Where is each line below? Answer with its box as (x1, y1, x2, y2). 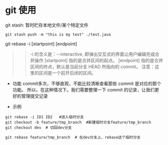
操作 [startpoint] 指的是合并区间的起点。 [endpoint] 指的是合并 (34, 57, 163, 63)
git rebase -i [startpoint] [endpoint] (5, 40, 78, 46)
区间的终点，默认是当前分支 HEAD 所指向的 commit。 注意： (30, 63, 155, 69)
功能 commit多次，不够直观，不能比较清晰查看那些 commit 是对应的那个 (12, 80, 161, 86)
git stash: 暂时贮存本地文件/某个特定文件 (5, 22, 89, 28)
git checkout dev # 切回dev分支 (5, 125, 72, 130)
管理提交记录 (21, 93, 48, 99)
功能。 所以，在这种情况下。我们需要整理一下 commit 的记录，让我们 (12, 86, 155, 92)
